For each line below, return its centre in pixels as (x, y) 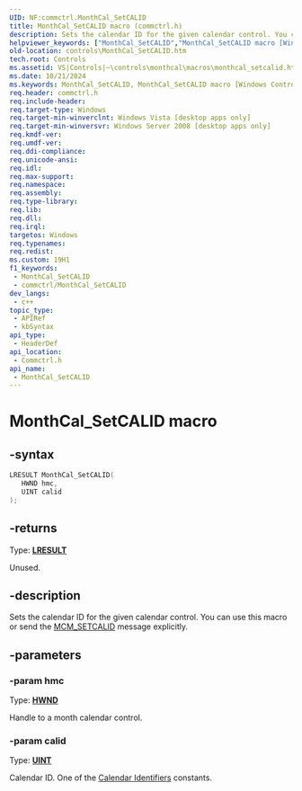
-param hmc (37, 680)
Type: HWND (34, 700)
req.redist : (31, 252)
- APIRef (30, 319)
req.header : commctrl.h (54, 93)
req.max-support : (42, 176)
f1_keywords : (34, 269)
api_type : (28, 335)
